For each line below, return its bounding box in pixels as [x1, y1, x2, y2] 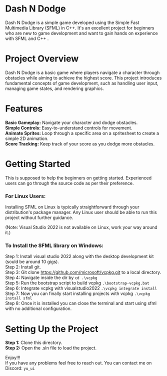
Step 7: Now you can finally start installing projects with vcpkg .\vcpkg [5, 290, 150, 296]
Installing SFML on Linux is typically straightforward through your [5, 204, 139, 210]
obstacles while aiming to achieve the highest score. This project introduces [5, 74, 162, 80]
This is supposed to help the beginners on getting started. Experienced [5, 174, 152, 180]
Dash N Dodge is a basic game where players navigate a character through [5, 69, 160, 75]
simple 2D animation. [5, 135, 49, 141]
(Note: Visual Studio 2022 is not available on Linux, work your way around [5, 224, 157, 230]
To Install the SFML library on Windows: [5, 242, 104, 249]
